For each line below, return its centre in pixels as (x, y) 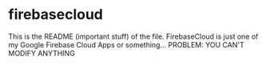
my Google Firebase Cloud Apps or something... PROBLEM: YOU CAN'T (127, 44)
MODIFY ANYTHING (42, 53)
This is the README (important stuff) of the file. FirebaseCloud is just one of (133, 36)
